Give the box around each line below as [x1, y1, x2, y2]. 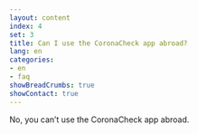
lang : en [9, 47, 42, 56]
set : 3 [9, 30, 34, 39]
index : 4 [9, 22, 42, 31]
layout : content [9, 13, 71, 23]
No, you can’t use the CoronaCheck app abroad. [9, 114, 190, 125]
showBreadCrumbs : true [9, 81, 95, 90]
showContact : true [9, 89, 79, 98]
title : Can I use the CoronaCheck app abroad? [9, 38, 188, 48]
